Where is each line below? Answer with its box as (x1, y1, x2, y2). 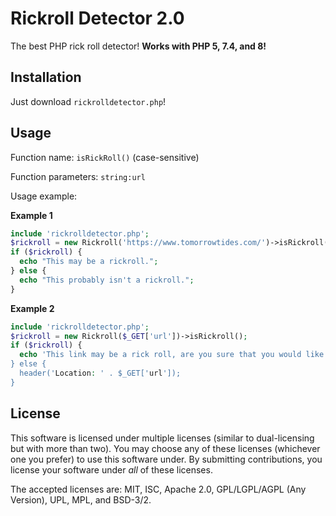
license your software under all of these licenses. (10, 463, 213, 476)
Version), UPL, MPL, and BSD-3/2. (10, 493, 152, 506)
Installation (10, 69, 82, 86)
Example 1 (10, 209, 53, 221)
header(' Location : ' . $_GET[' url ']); (19, 368, 182, 379)
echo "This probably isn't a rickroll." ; (19, 275, 195, 285)
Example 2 (10, 302, 55, 314)
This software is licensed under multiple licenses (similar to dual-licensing (10, 432, 315, 444)
